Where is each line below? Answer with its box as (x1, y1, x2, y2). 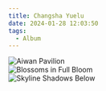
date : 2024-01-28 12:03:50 (8, 19, 99, 27)
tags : (8, 27, 26, 35)
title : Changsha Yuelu (8, 11, 84, 20)
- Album (15, 34, 42, 43)
